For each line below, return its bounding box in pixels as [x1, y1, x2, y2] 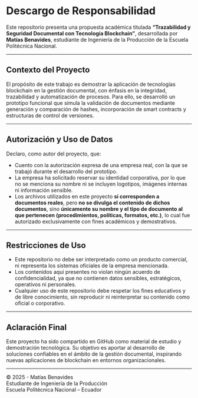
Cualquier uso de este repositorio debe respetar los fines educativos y [14, 287, 186, 294]
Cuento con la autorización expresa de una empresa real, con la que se [14, 161, 188, 168]
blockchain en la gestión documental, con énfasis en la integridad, [6, 87, 167, 94]
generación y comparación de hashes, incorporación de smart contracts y [6, 105, 187, 112]
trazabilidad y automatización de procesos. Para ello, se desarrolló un [6, 93, 176, 100]
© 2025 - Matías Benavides [6, 374, 74, 381]
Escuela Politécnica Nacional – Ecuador [6, 386, 102, 393]
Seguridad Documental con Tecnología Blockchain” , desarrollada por [6, 29, 178, 37]
